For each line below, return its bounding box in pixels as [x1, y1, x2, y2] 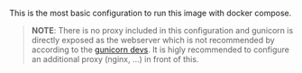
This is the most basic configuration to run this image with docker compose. [9, 8, 292, 18]
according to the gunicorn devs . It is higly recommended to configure [31, 44, 290, 55]
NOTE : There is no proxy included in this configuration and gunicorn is [31, 25, 294, 35]
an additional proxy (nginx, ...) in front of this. [31, 54, 199, 64]
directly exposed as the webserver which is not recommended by [31, 35, 275, 45]
